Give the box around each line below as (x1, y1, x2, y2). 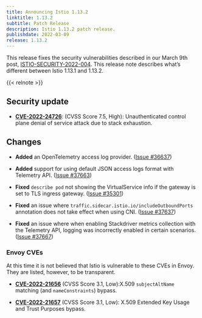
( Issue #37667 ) (15, 233, 54, 240)
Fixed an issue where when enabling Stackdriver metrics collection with (15, 220, 196, 227)
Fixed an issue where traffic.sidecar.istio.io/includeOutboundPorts (15, 201, 193, 209)
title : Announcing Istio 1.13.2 (6, 9, 88, 15)
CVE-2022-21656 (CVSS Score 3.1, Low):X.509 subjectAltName (15, 280, 175, 287)
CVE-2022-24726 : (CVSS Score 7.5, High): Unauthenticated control (15, 112, 186, 120)
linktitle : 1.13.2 (6, 15, 53, 21)
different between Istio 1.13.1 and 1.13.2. (6, 67, 104, 74)
